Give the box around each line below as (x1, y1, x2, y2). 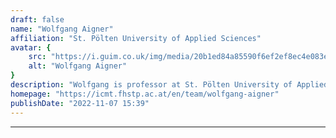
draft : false (10, 14, 65, 25)
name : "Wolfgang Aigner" (10, 24, 114, 34)
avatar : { (10, 42, 52, 53)
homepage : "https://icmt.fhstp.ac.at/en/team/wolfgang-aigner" (10, 89, 280, 99)
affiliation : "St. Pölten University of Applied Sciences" (10, 33, 262, 43)
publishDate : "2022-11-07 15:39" (10, 98, 150, 108)
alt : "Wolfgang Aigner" (28, 61, 128, 71)
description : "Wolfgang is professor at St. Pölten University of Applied (10, 80, 329, 90)
